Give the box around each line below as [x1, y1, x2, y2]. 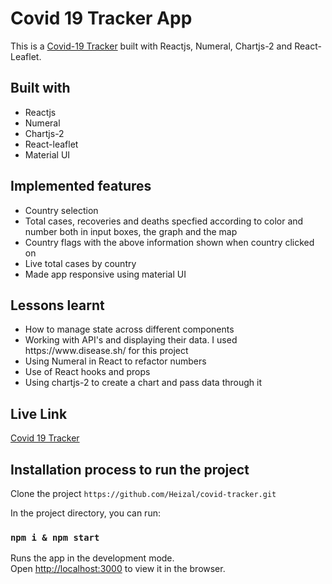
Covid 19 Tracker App [10, 7, 193, 30]
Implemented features [10, 178, 152, 195]
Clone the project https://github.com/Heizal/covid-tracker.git [10, 488, 277, 499]
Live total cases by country [24, 257, 137, 269]
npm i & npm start [10, 532, 100, 543]
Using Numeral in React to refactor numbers [24, 355, 207, 367]
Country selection [24, 204, 99, 216]
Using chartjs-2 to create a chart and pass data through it [24, 377, 262, 389]
